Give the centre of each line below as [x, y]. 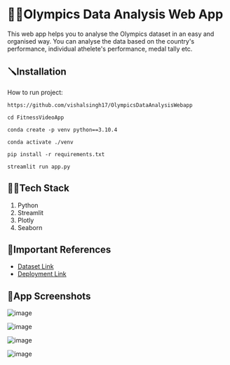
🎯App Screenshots [49, 296]
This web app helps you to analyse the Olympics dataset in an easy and [111, 34]
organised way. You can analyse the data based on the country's [101, 41]
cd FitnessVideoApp [36, 117]
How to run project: [35, 92]
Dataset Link [35, 267]
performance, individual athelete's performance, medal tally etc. [100, 49]
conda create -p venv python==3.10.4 [62, 129]
